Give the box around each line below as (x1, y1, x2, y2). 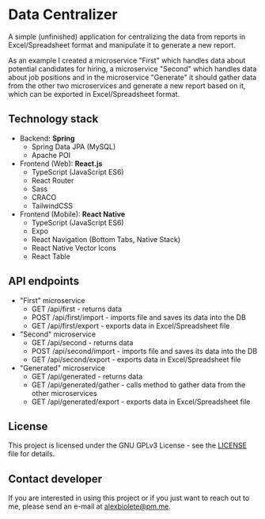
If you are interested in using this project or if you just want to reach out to (8, 494, 250, 503)
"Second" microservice (19, 329, 97, 339)
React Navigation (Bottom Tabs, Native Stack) (31, 234, 180, 244)
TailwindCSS (31, 201, 74, 210)
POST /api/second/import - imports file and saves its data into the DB (31, 346, 258, 356)
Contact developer (8, 472, 103, 486)
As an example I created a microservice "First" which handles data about (8, 56, 246, 65)
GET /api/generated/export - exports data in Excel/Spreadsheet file (31, 397, 251, 406)
